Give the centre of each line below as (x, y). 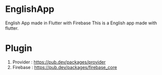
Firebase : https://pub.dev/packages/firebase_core (65, 67)
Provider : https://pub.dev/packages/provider (59, 62)
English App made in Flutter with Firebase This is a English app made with (81, 23)
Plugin (19, 48)
